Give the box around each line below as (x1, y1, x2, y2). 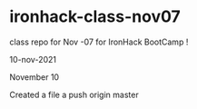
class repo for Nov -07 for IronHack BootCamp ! (9, 36, 189, 47)
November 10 (9, 71, 60, 83)
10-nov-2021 (9, 54, 57, 64)
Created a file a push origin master (9, 89, 139, 100)
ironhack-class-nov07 (9, 6, 182, 27)
